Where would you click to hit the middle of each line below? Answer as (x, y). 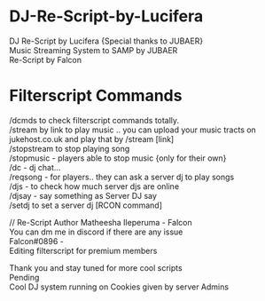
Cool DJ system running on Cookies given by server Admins (119, 287)
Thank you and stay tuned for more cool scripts (96, 267)
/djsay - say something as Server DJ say (83, 195)
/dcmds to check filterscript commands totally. (94, 120)
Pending (24, 277)
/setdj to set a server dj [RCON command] (86, 205)
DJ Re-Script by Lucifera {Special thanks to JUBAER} (106, 41)
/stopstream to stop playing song (70, 148)
